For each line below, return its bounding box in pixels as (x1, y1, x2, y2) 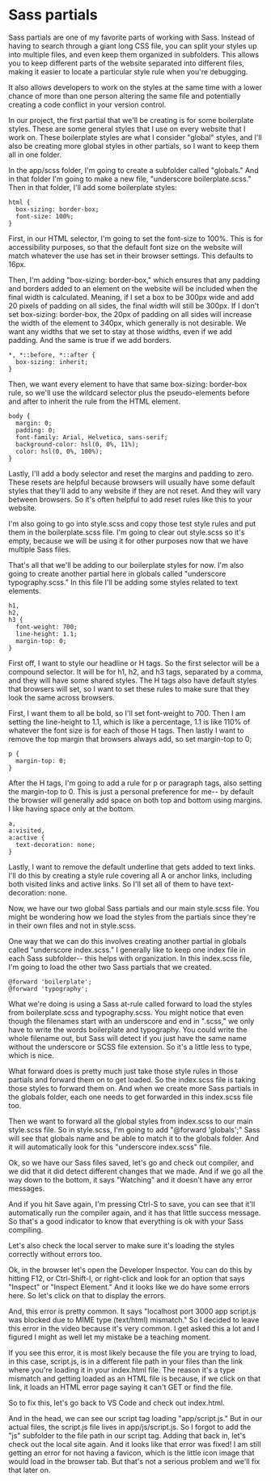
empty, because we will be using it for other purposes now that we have (8, 535, 249, 545)
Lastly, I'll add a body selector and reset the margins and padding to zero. (8, 468, 254, 478)
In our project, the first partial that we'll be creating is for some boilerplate (8, 115, 254, 125)
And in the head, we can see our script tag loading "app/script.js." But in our (8, 1413, 263, 1423)
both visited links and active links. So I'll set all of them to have (8, 879, 217, 889)
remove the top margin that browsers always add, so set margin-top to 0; (8, 734, 252, 743)
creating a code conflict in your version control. (8, 99, 167, 109)
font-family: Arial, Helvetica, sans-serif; (15, 433, 168, 442)
